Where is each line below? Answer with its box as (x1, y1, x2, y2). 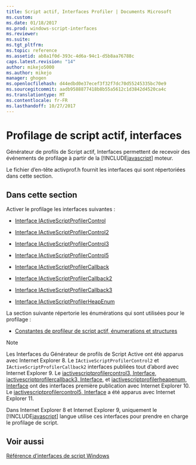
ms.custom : (6, 14, 33, 20)
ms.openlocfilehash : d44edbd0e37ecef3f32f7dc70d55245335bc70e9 (6, 81, 167, 87)
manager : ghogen (6, 75, 46, 81)
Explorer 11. (6, 395, 35, 402)
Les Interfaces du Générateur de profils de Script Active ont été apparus (6, 351, 183, 358)
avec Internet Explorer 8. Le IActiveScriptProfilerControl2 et (6, 357, 159, 364)
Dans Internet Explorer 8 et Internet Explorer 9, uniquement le (6, 407, 157, 414)
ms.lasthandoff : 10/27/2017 (6, 103, 76, 109)
